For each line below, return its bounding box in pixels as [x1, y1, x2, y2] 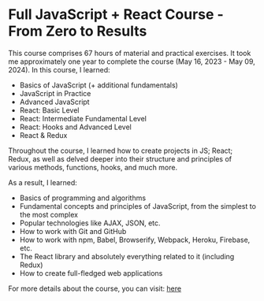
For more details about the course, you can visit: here [8, 284, 182, 293]
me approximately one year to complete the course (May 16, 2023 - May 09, [8, 57, 255, 66]
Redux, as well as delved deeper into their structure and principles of [8, 154, 232, 163]
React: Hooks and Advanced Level [19, 122, 132, 132]
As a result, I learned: [8, 177, 77, 187]
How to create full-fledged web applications [19, 268, 163, 277]
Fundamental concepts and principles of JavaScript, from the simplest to [19, 201, 256, 210]
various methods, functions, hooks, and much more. [8, 162, 178, 172]
